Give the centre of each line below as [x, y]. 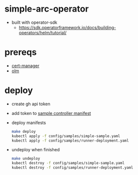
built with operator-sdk [34, 22]
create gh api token [31, 104]
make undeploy [26, 159]
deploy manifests [29, 123]
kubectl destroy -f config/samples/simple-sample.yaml [68, 163]
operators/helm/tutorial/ [43, 32]
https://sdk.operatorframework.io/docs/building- [67, 27]
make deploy [23, 131]
